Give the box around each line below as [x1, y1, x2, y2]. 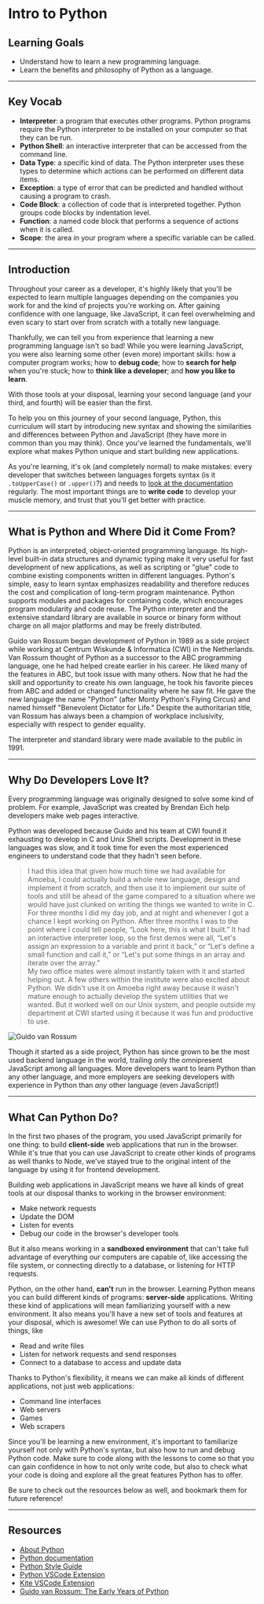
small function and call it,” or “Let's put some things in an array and [27, 950, 245, 959]
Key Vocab [8, 95, 63, 108]
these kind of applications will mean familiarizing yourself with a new [8, 1301, 231, 1310]
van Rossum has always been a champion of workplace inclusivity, [8, 712, 224, 721]
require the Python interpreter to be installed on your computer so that [19, 124, 247, 134]
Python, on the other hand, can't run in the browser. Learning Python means [8, 1284, 255, 1294]
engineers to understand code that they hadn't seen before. [8, 851, 202, 861]
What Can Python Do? [8, 1111, 119, 1124]
